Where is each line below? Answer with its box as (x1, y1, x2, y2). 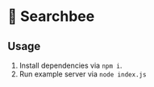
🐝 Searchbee (7, 7, 95, 26)
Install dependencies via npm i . (19, 60, 123, 70)
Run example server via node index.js (19, 69, 147, 79)
